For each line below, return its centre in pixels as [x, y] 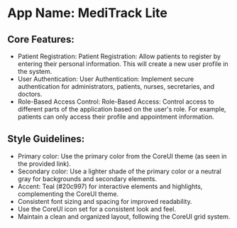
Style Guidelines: [46, 139]
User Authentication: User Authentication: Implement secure [106, 79]
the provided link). [44, 163]
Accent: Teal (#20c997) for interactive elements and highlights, [110, 186]
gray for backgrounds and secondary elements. [87, 178]
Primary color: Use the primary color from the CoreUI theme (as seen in [122, 156]
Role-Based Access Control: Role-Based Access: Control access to [116, 102]
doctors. [30, 94]
